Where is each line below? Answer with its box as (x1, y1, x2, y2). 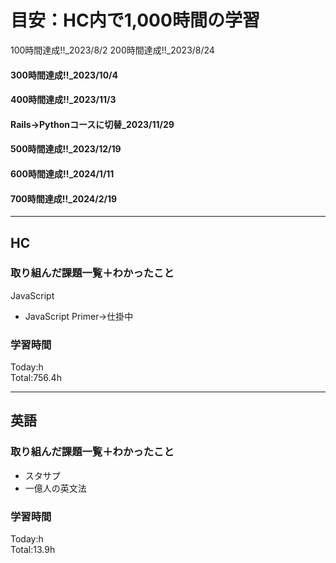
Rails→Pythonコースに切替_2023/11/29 (10, 118, 175, 130)
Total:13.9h (10, 544, 56, 556)
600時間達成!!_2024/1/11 (10, 167, 115, 180)
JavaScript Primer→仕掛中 (24, 310, 134, 322)
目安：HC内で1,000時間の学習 (10, 9, 260, 32)
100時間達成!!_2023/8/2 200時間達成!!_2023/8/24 (10, 44, 215, 56)
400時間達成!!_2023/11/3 (10, 94, 117, 106)
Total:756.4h (10, 372, 62, 384)
